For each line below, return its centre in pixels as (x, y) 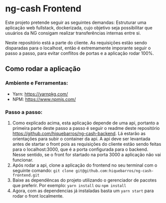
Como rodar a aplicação (43, 69)
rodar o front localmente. (38, 196)
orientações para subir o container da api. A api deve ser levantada (81, 139)
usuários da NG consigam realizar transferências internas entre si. (73, 33)
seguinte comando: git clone (43, 170)
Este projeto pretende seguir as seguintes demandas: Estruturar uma (76, 22)
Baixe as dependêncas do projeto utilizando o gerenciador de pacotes (84, 180)
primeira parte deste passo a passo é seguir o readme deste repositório (86, 128)
